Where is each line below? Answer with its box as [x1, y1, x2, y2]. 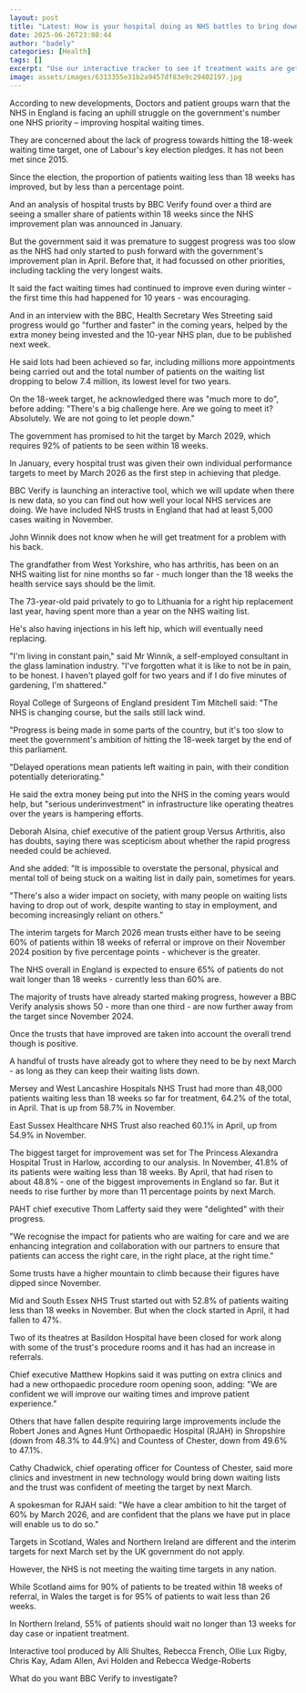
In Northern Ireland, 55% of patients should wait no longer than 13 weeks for [9, 1617, 296, 1629]
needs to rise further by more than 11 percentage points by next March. [9, 1185, 276, 1197]
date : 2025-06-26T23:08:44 [9, 30, 112, 39]
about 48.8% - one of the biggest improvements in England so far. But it [9, 1176, 280, 1187]
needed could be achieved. [9, 845, 112, 856]
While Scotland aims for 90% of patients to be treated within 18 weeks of [9, 1581, 283, 1592]
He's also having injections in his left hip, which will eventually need [9, 623, 263, 634]
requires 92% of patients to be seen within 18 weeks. [9, 440, 209, 451]
